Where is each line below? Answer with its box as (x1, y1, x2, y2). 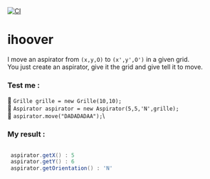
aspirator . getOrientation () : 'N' (10, 165, 113, 172)
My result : (7, 129, 46, 139)
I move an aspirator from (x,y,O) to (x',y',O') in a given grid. (7, 55, 190, 63)
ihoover (7, 32, 54, 48)
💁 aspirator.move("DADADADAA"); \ (7, 112, 105, 120)
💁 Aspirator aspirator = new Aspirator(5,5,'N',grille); (7, 104, 179, 113)
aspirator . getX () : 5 (10, 151, 75, 159)
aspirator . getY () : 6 (10, 158, 75, 166)
